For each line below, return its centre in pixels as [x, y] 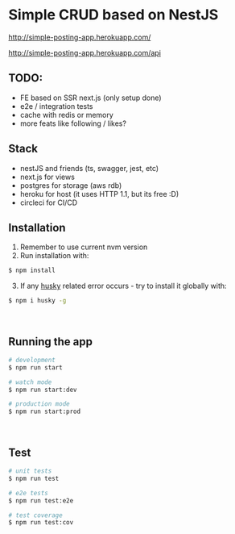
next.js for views [47, 177]
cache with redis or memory [67, 115]
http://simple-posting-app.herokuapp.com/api [85, 52]
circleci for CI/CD [49, 202]
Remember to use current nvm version [84, 247]
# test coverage [35, 515]
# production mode [39, 404]
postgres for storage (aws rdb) [71, 185]
